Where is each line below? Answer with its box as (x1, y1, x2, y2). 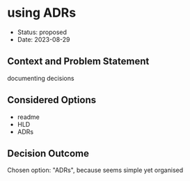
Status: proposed (17, 28, 68, 36)
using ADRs (7, 5, 77, 21)
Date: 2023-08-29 (17, 35, 71, 43)
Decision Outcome (7, 148, 89, 159)
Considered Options (7, 94, 96, 106)
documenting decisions (7, 74, 74, 82)
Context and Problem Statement (7, 56, 150, 68)
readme (17, 113, 40, 121)
